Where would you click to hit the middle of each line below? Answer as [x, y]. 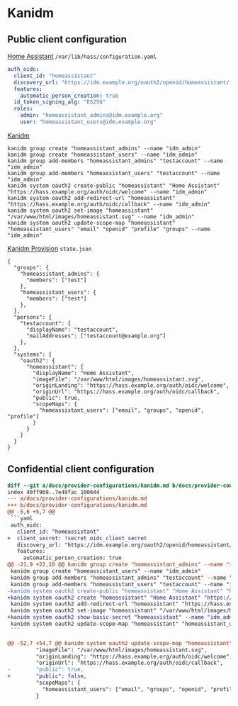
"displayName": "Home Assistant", [84, 373]
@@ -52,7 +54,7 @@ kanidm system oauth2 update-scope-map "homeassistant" [120, 643]
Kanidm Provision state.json [50, 248]
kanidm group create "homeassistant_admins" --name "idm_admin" [104, 148]
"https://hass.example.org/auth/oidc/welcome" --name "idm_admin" [107, 192]
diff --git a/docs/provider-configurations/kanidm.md [89, 486]
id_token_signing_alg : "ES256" [60, 102]
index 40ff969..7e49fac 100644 [53, 492]
